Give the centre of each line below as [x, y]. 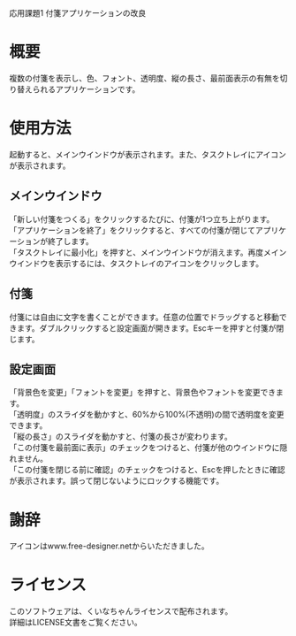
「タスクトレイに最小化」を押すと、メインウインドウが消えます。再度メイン [148, 252]
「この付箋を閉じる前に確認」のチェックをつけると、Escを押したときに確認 [147, 470]
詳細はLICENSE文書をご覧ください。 [76, 623]
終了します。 [71, 241]
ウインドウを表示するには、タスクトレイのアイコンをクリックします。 [136, 263]
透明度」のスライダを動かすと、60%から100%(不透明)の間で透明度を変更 [150, 415]
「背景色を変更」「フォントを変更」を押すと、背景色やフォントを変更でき [143, 393]
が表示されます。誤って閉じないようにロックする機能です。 [117, 481]
